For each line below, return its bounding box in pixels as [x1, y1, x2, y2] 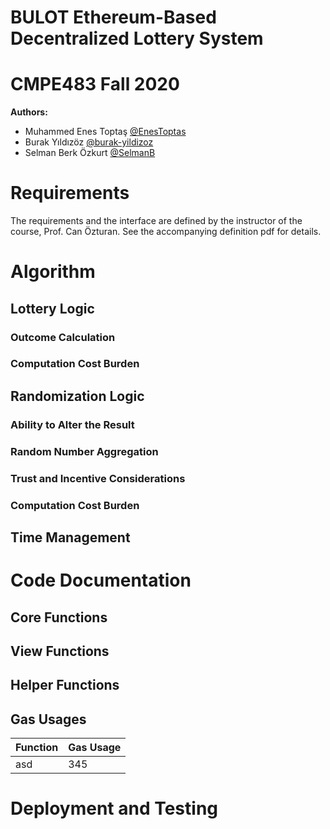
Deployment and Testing [10, 797, 219, 820]
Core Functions [10, 609, 108, 626]
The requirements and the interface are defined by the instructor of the [10, 215, 303, 227]
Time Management [10, 529, 131, 546]
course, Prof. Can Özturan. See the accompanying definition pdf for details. [10, 226, 322, 238]
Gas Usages [10, 711, 87, 728]
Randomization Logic [10, 387, 145, 405]
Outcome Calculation [10, 330, 116, 344]
